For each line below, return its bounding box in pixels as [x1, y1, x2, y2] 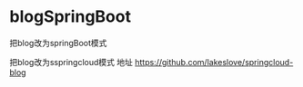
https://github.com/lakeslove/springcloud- [135, 56, 294, 67]
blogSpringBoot [9, 6, 132, 27]
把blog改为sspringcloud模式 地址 [9, 56, 134, 67]
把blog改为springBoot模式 [9, 37, 107, 48]
